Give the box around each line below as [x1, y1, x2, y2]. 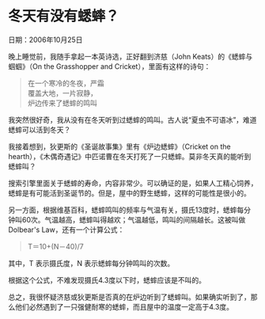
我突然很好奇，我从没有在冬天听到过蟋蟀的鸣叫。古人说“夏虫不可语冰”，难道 [8, 115, 257, 124]
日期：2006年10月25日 [8, 35, 83, 44]
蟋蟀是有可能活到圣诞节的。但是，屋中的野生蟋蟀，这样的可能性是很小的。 [8, 188, 251, 198]
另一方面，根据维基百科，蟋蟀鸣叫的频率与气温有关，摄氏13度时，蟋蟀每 [8, 205, 244, 215]
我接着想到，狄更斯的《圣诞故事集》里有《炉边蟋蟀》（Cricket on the [8, 142, 231, 151]
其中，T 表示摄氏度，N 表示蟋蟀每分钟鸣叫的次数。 [8, 258, 175, 268]
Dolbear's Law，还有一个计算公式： [8, 225, 125, 234]
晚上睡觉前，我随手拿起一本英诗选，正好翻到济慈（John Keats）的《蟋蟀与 [8, 51, 253, 61]
